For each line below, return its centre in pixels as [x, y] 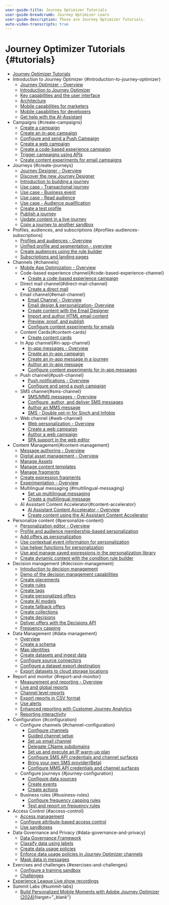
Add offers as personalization [51, 537]
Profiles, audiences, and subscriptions [52, 230]
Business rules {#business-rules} [54, 795]
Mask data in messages [45, 859]
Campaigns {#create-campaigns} [47, 123]
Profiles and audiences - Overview [56, 241]
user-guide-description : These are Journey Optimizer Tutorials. [75, 19]
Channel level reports [42, 693]
